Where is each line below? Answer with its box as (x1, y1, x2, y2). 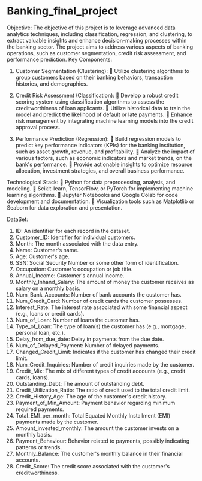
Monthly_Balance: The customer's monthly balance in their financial (15, 450, 183, 457)
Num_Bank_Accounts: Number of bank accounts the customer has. (15, 291, 182, 298)
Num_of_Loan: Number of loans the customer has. (15, 316, 140, 323)
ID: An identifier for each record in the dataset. (15, 227, 131, 234)
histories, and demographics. (15, 80, 88, 87)
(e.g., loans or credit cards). (15, 310, 85, 317)
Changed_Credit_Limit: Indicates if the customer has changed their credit (15, 348, 196, 355)
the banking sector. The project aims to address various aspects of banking (7, 43, 194, 50)
